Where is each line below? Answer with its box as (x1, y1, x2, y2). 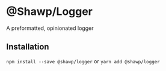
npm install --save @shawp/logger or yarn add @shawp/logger (6, 57, 161, 64)
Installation (6, 42, 49, 52)
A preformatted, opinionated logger (6, 24, 94, 32)
